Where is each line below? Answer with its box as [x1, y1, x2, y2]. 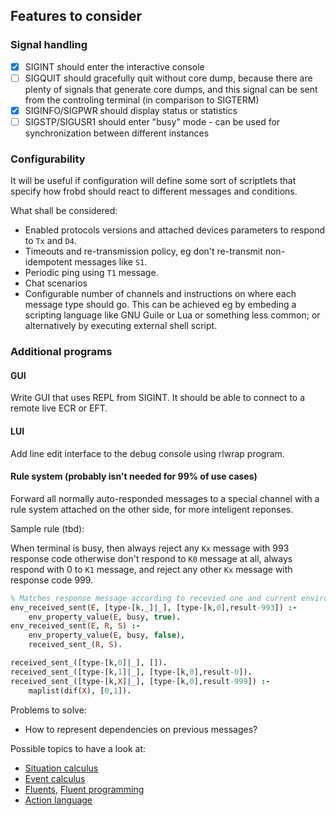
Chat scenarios [24, 277, 88, 289]
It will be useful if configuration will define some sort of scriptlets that [10, 175, 297, 187]
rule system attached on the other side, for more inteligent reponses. [10, 503, 294, 515]
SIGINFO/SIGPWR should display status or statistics [24, 104, 238, 116]
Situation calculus [24, 762, 99, 774]
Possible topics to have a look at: [10, 742, 147, 754]
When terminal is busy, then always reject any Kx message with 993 [10, 542, 290, 554]
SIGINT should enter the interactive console [24, 60, 205, 73]
